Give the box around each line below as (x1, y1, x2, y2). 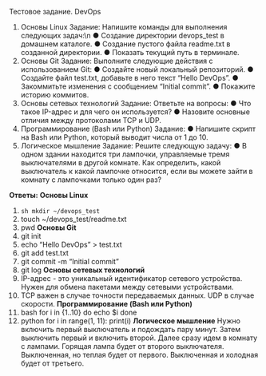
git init (20, 232, 42, 240)
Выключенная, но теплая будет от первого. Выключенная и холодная (20, 350, 259, 359)
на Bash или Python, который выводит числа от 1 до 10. (20, 133, 208, 142)
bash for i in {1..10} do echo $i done (20, 307, 137, 317)
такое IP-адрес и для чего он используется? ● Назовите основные (20, 107, 251, 117)
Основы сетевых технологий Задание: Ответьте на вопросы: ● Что (20, 99, 252, 108)
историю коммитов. (20, 90, 89, 99)
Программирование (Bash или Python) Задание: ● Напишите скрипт (20, 124, 256, 133)
